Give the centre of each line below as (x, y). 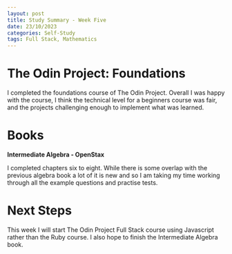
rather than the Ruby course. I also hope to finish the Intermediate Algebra (113, 237)
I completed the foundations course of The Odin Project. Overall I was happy (116, 93)
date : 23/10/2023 (32, 26)
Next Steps (40, 211)
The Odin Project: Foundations (97, 74)
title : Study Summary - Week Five (57, 20)
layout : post (26, 13)
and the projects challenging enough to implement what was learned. (106, 107)
